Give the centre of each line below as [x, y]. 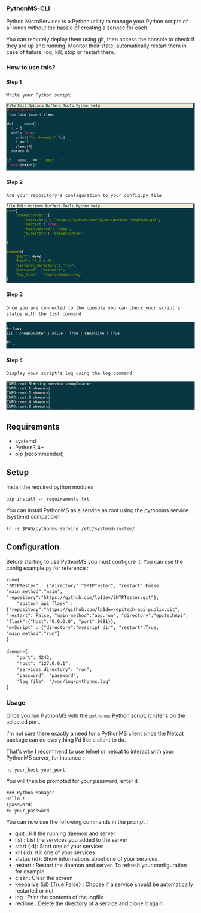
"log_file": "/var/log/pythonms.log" [64, 681]
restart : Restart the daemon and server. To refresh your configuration [101, 865]
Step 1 [14, 81]
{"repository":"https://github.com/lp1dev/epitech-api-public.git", [93, 609]
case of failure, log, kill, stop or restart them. [61, 52]
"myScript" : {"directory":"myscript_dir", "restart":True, [83, 627]
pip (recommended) [39, 454]
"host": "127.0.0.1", [44, 663]
